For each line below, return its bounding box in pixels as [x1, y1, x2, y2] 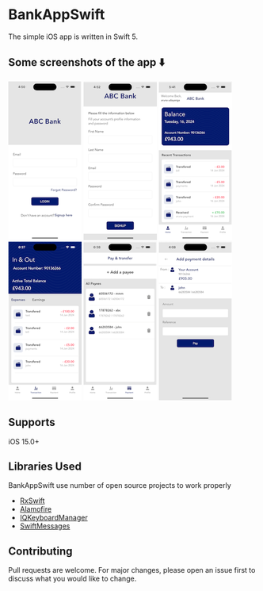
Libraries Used [8, 459, 82, 473]
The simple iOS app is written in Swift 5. [8, 32, 139, 41]
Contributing [8, 544, 73, 558]
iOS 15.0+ [8, 436, 40, 446]
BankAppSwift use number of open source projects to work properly [8, 481, 231, 490]
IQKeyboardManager [19, 513, 89, 523]
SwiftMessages [19, 521, 71, 531]
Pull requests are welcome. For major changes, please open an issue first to [8, 566, 256, 575]
